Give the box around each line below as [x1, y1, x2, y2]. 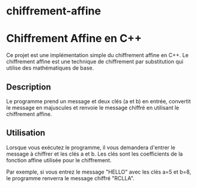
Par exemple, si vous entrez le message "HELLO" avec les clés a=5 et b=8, [6, 168, 192, 175]
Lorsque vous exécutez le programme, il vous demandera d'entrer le [6, 144, 175, 151]
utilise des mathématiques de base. [6, 64, 94, 71]
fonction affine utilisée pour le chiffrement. [6, 156, 112, 163]
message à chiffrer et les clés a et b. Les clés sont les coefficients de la [6, 150, 183, 157]
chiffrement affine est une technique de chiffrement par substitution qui [6, 58, 184, 65]
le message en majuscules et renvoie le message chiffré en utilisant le [6, 104, 180, 111]
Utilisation [6, 128, 46, 138]
